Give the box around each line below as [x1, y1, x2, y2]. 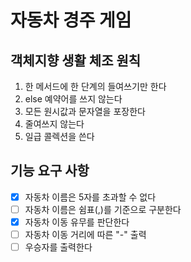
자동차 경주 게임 [10, 9, 132, 32]
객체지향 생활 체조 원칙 [10, 52, 142, 69]
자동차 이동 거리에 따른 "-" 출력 [24, 229, 147, 240]
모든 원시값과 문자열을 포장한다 [24, 106, 146, 117]
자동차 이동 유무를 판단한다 [24, 216, 130, 228]
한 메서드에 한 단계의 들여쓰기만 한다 [24, 81, 167, 92]
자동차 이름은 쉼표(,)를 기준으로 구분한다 [24, 203, 182, 215]
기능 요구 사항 [10, 162, 90, 180]
